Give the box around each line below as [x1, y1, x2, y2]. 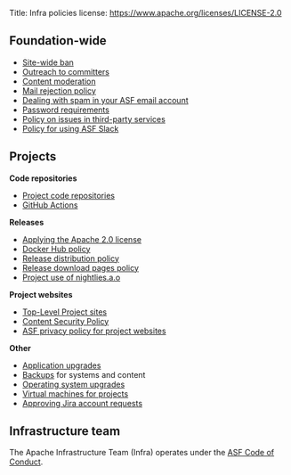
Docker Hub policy [21, 243, 91, 254]
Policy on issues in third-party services [21, 113, 166, 124]
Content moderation [21, 76, 96, 86]
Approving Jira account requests [21, 397, 143, 408]
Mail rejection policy [21, 85, 96, 96]
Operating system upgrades [21, 379, 125, 389]
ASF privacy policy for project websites [21, 325, 166, 336]
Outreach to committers [21, 66, 109, 77]
